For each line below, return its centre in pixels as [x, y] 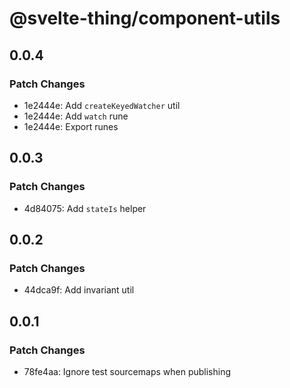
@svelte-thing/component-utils [145, 18]
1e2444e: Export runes [71, 126]
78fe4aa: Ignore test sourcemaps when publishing [127, 371]
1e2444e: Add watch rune [76, 116]
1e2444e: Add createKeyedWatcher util [102, 105]
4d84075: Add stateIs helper [85, 208]
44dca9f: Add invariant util [79, 290]
